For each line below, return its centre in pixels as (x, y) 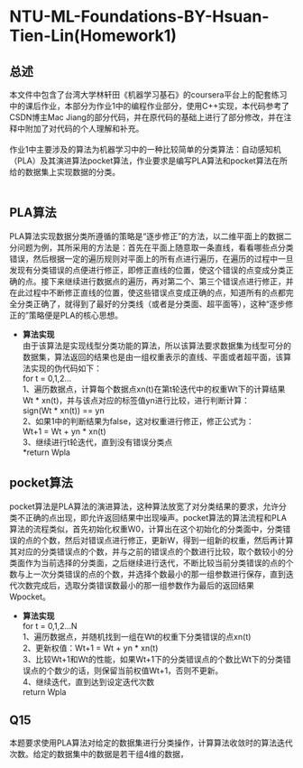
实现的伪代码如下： (66, 368)
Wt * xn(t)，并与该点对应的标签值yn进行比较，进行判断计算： (136, 400)
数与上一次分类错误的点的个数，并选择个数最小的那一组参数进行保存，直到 (147, 574)
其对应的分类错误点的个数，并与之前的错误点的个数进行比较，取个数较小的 (147, 551)
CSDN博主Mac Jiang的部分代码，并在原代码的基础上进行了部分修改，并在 (147, 117)
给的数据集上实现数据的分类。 (64, 172)
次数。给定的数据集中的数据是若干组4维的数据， (99, 754)
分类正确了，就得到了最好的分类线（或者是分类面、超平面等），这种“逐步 (151, 303)
